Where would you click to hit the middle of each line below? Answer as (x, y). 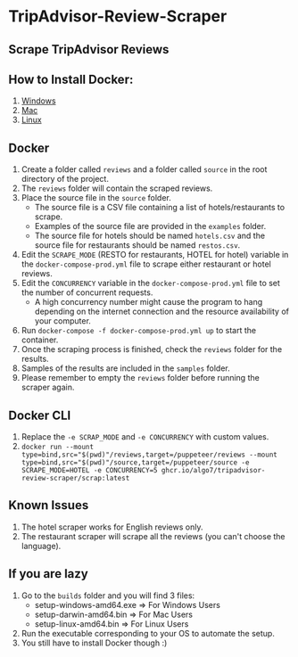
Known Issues (49, 505)
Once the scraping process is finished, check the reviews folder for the (152, 349)
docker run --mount (58, 448)
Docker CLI (40, 415)
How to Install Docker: (71, 79)
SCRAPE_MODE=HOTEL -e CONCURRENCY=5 (89, 471)
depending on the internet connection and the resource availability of (161, 312)
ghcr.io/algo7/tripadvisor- (213, 471)
